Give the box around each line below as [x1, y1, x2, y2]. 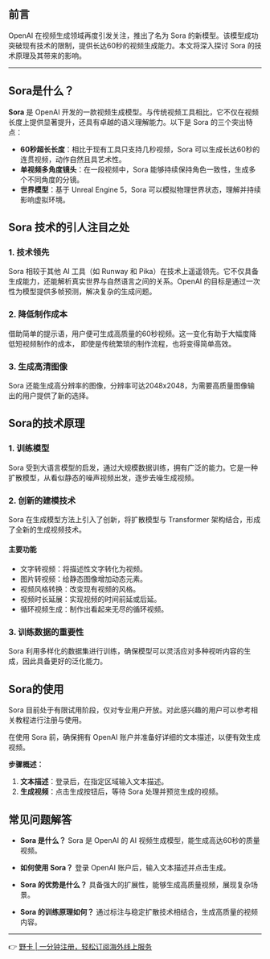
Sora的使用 [8, 682, 64, 695]
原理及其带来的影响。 [14, 51, 86, 60]
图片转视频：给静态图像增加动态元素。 [19, 575, 147, 584]
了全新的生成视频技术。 [8, 525, 86, 534]
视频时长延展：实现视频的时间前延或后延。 [19, 595, 162, 604]
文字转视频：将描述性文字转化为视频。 [19, 564, 147, 574]
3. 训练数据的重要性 [8, 627, 84, 638]
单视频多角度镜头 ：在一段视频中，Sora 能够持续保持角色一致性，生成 [19, 164, 249, 174]
